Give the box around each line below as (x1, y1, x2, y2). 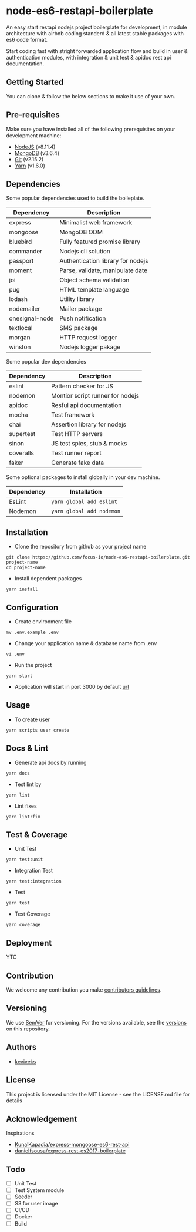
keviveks (14, 1058, 36, 1065)
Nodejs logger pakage (59, 343, 121, 351)
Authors (6, 1042, 37, 1052)
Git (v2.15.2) (14, 156, 44, 163)
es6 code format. (6, 36, 48, 43)
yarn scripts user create (6, 727, 69, 733)
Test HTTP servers (51, 430, 103, 438)
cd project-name (6, 564, 46, 571)
